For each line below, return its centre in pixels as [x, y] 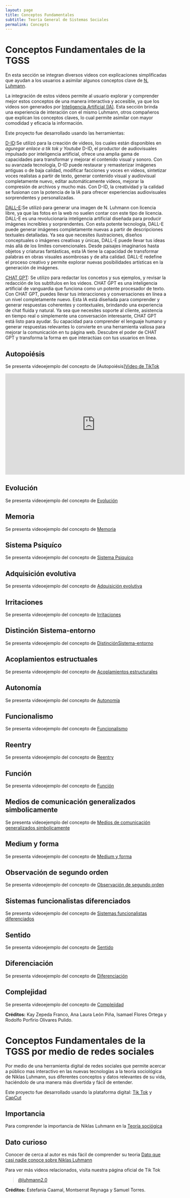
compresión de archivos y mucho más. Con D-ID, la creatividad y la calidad [85, 187]
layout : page [19, 10]
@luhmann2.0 [33, 1180]
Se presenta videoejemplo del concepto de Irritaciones [63, 615]
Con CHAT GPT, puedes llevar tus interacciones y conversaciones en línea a [86, 294]
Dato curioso [26, 1142]
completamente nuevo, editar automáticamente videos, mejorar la [75, 181]
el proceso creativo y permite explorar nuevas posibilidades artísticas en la [84, 262]
